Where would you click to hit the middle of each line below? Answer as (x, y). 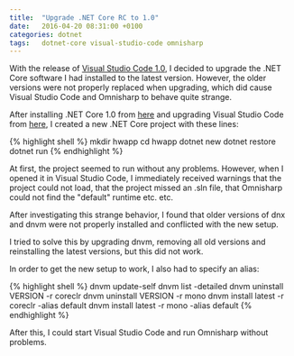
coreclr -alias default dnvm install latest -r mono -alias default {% (131, 306)
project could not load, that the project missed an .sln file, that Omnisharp (146, 188)
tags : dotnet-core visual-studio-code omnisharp (106, 43)
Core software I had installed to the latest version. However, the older (138, 78)
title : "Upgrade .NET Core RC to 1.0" (84, 18)
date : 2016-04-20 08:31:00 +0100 (76, 26)
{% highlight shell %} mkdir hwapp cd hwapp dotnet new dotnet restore (143, 141)
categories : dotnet (46, 34)
